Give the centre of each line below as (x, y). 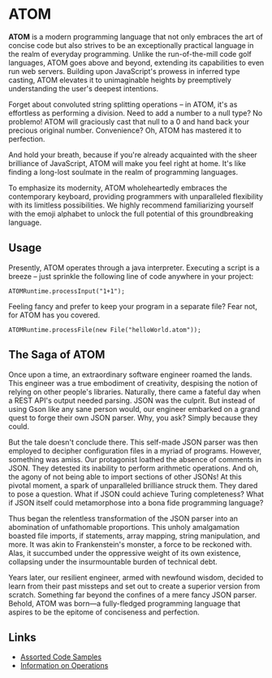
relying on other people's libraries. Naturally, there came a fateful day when (135, 391)
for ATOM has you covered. (54, 315)
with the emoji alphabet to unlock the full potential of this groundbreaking (131, 213)
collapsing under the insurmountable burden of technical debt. (113, 562)
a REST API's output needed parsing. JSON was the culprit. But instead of (132, 400)
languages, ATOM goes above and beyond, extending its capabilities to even (136, 63)
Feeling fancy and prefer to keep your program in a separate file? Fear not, (133, 306)
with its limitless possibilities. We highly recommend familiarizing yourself (131, 205)
